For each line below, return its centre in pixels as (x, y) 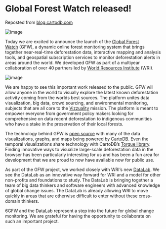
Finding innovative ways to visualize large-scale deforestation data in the (79, 149)
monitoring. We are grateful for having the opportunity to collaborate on (78, 216)
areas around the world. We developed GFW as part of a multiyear (72, 62)
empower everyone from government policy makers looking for (69, 113)
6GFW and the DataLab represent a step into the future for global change (80, 211)
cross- (145, 196)
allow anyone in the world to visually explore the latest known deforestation (82, 92)
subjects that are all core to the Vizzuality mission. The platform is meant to (82, 108)
